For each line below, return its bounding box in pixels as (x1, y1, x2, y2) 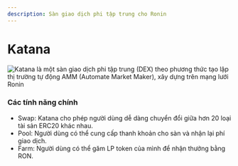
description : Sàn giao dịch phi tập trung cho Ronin (7, 10, 167, 18)
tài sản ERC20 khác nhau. (17, 121, 94, 130)
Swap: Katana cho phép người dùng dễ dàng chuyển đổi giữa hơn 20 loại (17, 113, 232, 122)
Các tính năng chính (7, 98, 78, 108)
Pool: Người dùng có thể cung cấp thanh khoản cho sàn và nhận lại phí (17, 129, 225, 138)
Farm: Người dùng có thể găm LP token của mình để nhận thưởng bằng (17, 144, 226, 152)
